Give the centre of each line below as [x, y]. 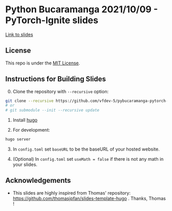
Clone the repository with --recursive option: [61, 91]
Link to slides [19, 34]
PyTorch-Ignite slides [52, 20]
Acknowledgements [38, 181]
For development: [31, 130]
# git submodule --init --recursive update [52, 110]
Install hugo [25, 120]
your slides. [25, 164]
